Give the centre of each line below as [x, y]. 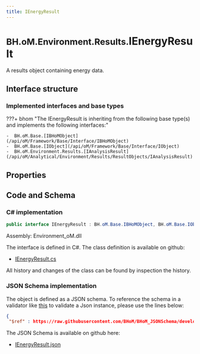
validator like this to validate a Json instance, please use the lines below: [95, 305]
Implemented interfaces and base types [65, 106]
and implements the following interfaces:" [57, 125]
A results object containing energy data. [55, 70]
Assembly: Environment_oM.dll [44, 236]
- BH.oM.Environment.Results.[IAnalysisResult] [68, 152]
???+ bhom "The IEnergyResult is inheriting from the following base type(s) [98, 119]
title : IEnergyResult [33, 12]
